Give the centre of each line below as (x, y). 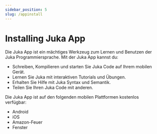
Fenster (20, 128)
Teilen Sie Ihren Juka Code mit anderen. (52, 88)
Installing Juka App (45, 39)
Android (20, 112)
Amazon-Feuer (27, 122)
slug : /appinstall (24, 14)
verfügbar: (16, 102)
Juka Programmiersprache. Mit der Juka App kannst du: (62, 57)
